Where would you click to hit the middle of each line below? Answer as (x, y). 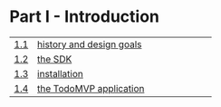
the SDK (55, 59)
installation (61, 73)
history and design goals (90, 44)
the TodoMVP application (91, 88)
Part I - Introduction (85, 17)
